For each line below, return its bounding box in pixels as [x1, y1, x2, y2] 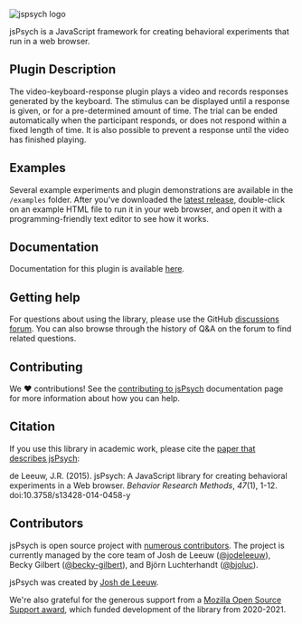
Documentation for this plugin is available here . [9, 264, 185, 274]
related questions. [9, 333, 77, 344]
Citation [9, 419, 56, 435]
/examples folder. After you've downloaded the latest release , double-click [9, 194, 286, 205]
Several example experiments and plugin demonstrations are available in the [9, 184, 294, 195]
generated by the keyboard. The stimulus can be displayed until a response [9, 95, 290, 106]
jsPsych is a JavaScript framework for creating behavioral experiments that [9, 26, 289, 36]
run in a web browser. [9, 36, 90, 46]
